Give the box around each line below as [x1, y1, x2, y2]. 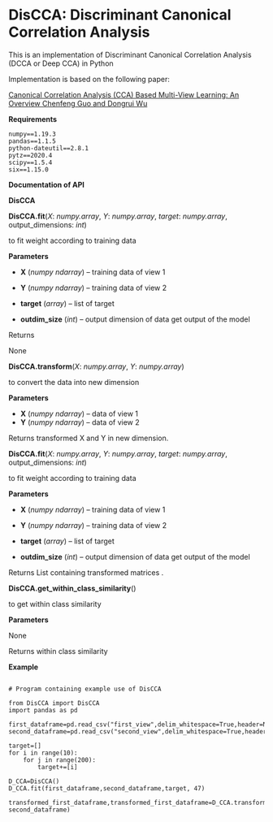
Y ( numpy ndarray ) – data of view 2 [19, 417, 140, 427]
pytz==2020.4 [8, 151, 53, 159]
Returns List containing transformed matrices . [8, 567, 164, 578]
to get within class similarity [8, 599, 102, 608]
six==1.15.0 [8, 165, 49, 174]
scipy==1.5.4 [8, 158, 53, 167]
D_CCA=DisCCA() [8, 777, 60, 785]
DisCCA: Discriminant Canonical [8, 6, 232, 24]
